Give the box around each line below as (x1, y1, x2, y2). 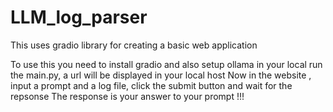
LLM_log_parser (10, 6, 148, 29)
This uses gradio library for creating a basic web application (10, 39, 258, 51)
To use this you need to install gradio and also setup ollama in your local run (10, 58, 323, 70)
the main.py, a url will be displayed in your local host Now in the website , (10, 69, 312, 81)
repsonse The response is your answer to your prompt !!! (10, 90, 245, 102)
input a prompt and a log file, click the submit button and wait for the (10, 79, 293, 91)
